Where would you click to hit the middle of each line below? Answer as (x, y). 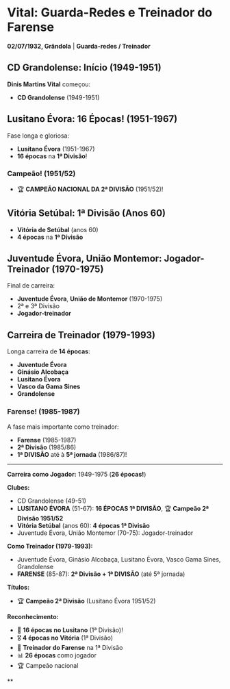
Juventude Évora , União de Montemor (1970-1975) (90, 299)
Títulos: (18, 587)
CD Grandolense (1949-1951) (58, 97)
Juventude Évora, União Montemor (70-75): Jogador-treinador (105, 533)
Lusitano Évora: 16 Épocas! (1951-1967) (92, 119)
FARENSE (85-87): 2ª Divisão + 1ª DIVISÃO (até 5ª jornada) (101, 574)
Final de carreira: (31, 286)
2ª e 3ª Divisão (38, 306)
